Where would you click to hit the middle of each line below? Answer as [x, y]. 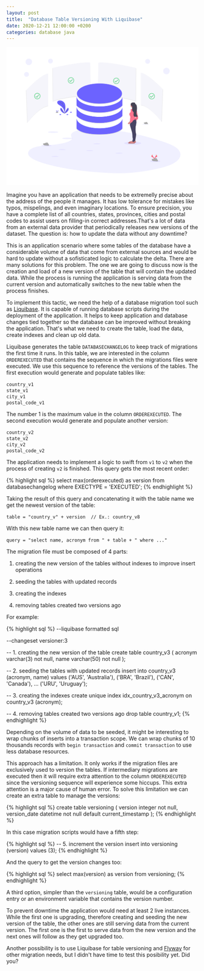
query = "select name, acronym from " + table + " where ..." [87, 540]
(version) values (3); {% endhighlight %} [57, 850]
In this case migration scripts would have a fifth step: [72, 832]
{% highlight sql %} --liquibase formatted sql [63, 629]
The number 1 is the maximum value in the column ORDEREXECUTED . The [94, 414]
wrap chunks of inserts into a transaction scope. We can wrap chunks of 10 [101, 738]
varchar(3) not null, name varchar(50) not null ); [66, 659]
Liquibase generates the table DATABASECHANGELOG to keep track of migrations [102, 347]
